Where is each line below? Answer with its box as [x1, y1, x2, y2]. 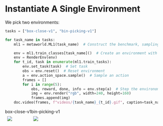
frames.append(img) [31, 96, 70, 100]
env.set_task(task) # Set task [22, 64, 88, 69]
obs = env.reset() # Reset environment [22, 69, 105, 73]
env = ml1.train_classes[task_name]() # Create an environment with [14, 51, 158, 56]
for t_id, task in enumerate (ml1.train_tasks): [14, 59, 112, 65]
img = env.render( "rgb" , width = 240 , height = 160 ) [31, 91, 131, 96]
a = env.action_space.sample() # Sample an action [22, 73, 130, 78]
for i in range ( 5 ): [22, 82, 62, 87]
